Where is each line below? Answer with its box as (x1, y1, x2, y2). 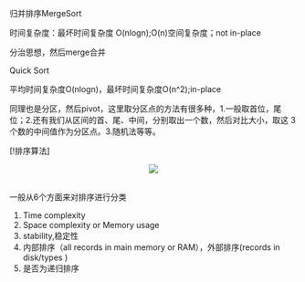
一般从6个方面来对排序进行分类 (9, 192, 127, 203)
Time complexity (22, 210, 86, 221)
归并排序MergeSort (9, 8, 82, 18)
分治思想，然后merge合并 (9, 47, 107, 57)
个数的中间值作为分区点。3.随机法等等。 (9, 126, 162, 137)
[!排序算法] (9, 145, 50, 156)
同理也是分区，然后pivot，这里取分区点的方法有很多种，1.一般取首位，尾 (9, 103, 282, 114)
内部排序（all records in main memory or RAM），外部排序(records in (22, 242, 280, 253)
